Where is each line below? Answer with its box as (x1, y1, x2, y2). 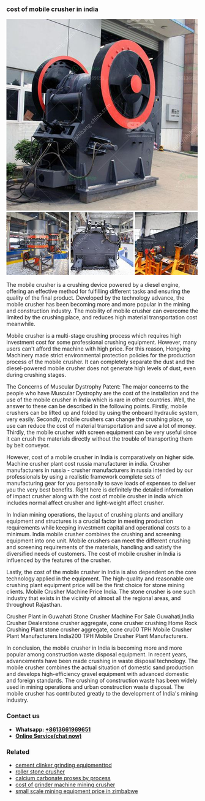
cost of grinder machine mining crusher (15, 781, 116, 788)
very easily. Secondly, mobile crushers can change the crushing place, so (6, 416, 193, 423)
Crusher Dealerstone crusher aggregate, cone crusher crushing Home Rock (6, 620, 198, 627)
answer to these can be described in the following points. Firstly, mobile (6, 403, 188, 410)
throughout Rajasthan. (6, 601, 62, 609)
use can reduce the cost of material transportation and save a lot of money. (6, 422, 196, 430)
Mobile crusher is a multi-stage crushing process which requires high (6, 332, 182, 340)
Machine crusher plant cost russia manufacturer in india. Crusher (6, 460, 171, 468)
